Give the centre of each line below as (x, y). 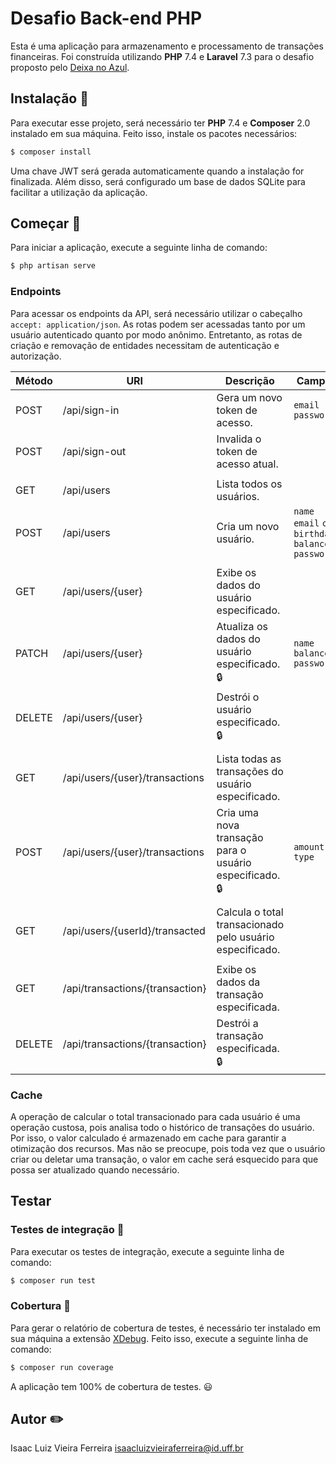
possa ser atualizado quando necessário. (95, 1169)
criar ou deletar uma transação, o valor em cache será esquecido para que (164, 1159)
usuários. (238, 496)
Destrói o (238, 697)
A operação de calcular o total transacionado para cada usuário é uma (155, 1116)
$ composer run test (53, 1280)
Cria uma (238, 812)
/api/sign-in (91, 410)
